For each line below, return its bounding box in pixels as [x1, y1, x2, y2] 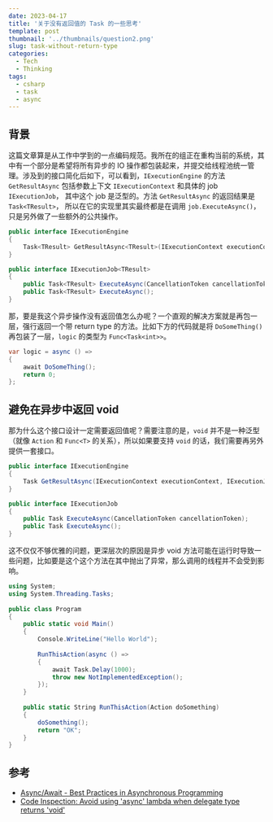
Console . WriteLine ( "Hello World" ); [37, 636, 158, 644]
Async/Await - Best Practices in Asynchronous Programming [19, 788, 223, 798]
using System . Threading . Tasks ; [8, 589, 115, 598]
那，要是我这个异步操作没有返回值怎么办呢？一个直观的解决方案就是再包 [8, 311, 250, 321]
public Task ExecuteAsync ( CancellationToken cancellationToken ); [23, 514, 249, 523]
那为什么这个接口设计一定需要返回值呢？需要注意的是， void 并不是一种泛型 [8, 426, 260, 435]
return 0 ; [23, 370, 57, 378]
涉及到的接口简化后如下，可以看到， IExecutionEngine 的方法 [22, 171, 226, 181]
